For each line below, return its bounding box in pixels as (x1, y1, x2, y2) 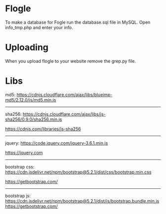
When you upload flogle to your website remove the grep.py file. (5, 58, 136, 64)
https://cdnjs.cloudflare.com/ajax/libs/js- (23, 111, 106, 117)
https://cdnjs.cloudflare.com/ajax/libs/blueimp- (16, 92, 113, 98)
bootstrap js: (5, 193, 31, 199)
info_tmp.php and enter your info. (5, 24, 73, 30)
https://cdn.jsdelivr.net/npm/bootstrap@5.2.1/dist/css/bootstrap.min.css (5, 169, 152, 175)
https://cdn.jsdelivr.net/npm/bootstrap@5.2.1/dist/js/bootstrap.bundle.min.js (5, 198, 160, 204)
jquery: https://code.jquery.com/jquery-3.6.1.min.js (5, 140, 108, 146)
